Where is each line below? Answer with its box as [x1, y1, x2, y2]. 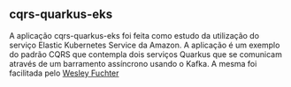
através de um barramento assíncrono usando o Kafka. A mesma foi [9, 58, 257, 69]
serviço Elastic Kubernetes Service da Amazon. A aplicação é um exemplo [9, 40, 280, 50]
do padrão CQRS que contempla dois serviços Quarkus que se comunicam [9, 48, 283, 60]
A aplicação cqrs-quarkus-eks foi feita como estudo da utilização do [9, 30, 259, 40]
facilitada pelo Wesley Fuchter [9, 68, 119, 78]
